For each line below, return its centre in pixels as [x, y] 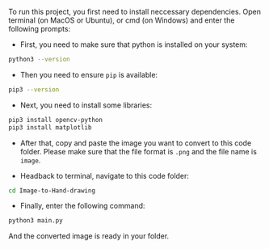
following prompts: [40, 29]
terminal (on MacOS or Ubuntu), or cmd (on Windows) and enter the [122, 20]
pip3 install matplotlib [50, 127]
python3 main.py [36, 221]
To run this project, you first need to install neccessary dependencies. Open [134, 12]
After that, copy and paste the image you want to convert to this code [136, 143]
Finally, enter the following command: [82, 206]
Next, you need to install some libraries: [86, 105]
